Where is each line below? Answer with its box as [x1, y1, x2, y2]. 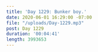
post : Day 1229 [6, 25, 44, 32]
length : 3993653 [6, 36, 47, 42]
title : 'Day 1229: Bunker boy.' [6, 8, 87, 15]
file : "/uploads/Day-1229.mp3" [6, 20, 84, 26]
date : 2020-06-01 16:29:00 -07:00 [6, 14, 93, 20]
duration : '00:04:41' [6, 31, 60, 37]
